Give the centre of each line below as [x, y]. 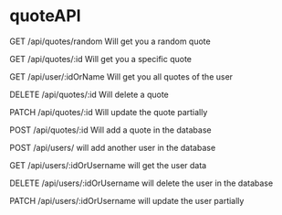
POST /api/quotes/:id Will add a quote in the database [110, 130]
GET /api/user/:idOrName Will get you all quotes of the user [121, 76]
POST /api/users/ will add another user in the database [113, 147]
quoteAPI [45, 16]
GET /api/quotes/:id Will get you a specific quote [101, 59]
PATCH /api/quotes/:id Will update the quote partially [109, 112]
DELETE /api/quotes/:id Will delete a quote [89, 94]
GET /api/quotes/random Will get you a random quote [110, 41]
